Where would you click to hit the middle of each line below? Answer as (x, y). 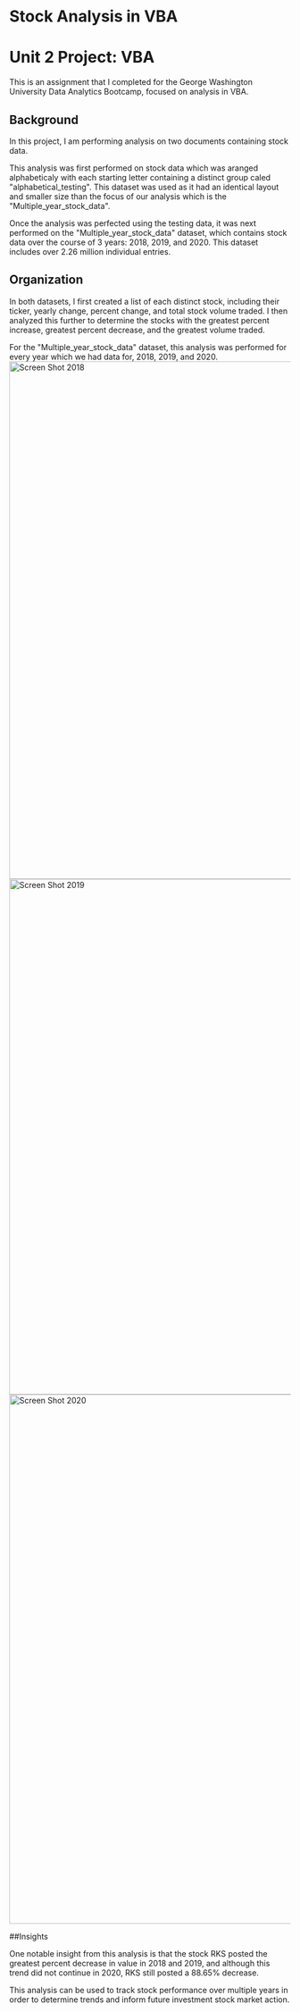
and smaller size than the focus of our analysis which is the (118, 196)
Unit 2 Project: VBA (82, 58)
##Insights (29, 1936)
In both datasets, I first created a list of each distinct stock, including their (144, 301)
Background (44, 119)
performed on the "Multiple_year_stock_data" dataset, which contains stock (148, 232)
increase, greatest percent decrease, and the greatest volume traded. (137, 330)
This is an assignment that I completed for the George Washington (131, 82)
